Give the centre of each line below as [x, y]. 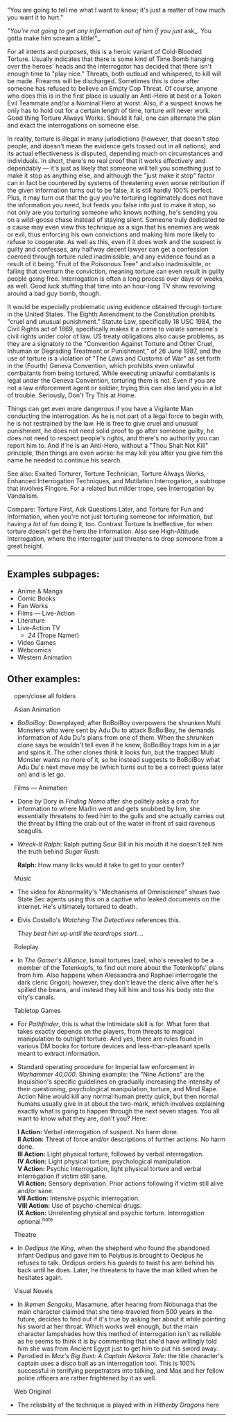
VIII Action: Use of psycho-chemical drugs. [79, 1205]
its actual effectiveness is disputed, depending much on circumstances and [115, 153]
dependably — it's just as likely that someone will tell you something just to [114, 168]
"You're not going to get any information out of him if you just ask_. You [109, 31]
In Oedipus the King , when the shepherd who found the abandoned [113, 1248]
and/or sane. [35, 1190]
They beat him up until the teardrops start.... [80, 933]
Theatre [25, 1235]
